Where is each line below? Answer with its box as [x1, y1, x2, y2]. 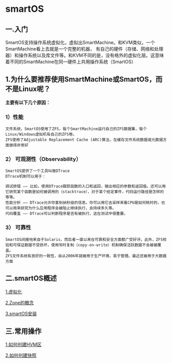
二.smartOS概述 [5, 274, 57, 283]
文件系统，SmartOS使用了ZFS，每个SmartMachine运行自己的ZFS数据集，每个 [5, 126, 147, 131]
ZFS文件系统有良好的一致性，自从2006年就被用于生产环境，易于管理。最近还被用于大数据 [5, 253, 167, 258]
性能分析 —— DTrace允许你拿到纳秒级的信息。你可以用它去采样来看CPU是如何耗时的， [5, 200, 162, 205]
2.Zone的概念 [5, 299, 34, 305]
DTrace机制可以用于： [5, 174, 46, 179]
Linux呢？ [18, 85, 50, 93]
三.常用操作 [5, 327, 42, 335]
